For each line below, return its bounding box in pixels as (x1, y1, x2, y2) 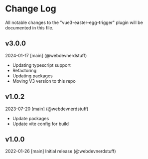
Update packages (12, 115, 49, 121)
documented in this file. (5, 24, 54, 30)
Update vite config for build (12, 121, 69, 127)
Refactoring (12, 67, 37, 73)
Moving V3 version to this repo (12, 78, 76, 84)
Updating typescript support (12, 62, 71, 68)
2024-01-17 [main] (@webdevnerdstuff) (5, 52, 87, 58)
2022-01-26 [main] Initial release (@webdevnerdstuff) (5, 148, 116, 155)
